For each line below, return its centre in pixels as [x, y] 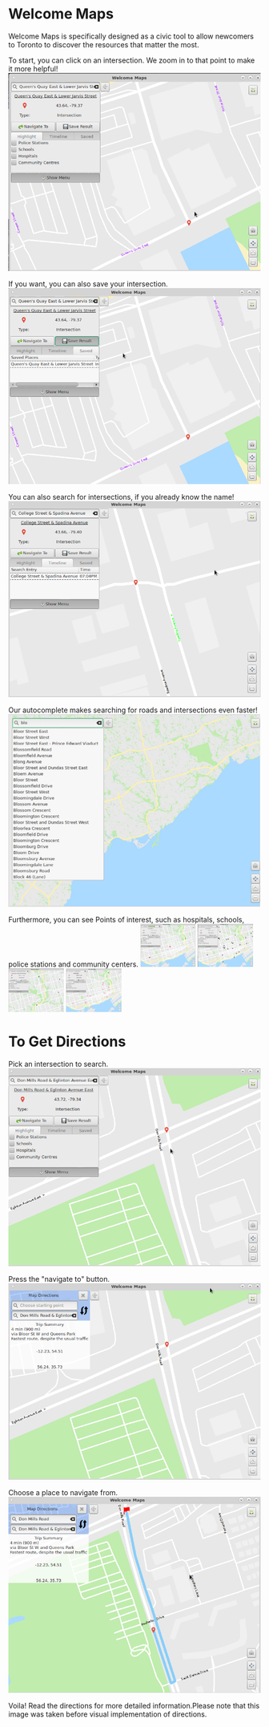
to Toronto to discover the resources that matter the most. [104, 44]
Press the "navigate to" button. [59, 1279]
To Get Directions [67, 1042]
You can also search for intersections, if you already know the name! [121, 497]
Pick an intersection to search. [58, 1064]
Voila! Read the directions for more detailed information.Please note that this [134, 1706]
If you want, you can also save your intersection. [88, 284]
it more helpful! [33, 68]
